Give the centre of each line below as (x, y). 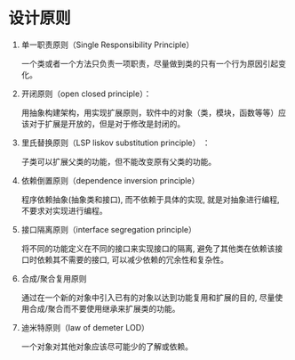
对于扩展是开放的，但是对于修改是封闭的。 (107, 123)
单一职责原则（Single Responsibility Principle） (108, 45)
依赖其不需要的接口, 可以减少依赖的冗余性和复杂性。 (132, 259)
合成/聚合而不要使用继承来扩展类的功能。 (104, 308)
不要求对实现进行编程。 (64, 210)
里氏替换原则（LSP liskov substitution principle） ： (116, 143)
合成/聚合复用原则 (54, 278)
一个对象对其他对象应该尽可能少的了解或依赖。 (107, 346)
